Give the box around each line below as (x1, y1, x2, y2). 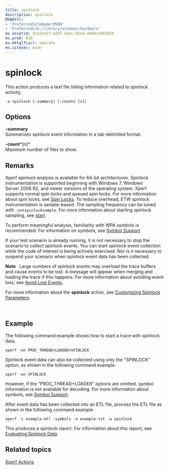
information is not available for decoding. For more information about (5, 386, 149, 392)
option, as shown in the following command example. (5, 362, 116, 368)
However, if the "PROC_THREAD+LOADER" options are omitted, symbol (5, 381, 154, 386)
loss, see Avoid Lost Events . (5, 280, 64, 286)
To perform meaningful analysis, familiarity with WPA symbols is (5, 222, 139, 228)
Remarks (5, 161, 34, 170)
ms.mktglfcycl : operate (5, 41, 56, 46)
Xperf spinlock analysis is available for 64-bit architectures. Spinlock (5, 175, 149, 181)
